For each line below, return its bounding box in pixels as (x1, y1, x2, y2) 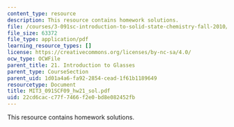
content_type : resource (7, 10, 77, 17)
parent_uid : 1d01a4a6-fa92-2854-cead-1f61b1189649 (7, 74, 157, 82)
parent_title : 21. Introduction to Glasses (7, 62, 136, 69)
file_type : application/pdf (7, 36, 89, 43)
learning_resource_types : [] (7, 42, 92, 49)
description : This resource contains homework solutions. (7, 17, 179, 24)
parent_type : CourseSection (7, 68, 89, 75)
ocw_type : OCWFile (7, 56, 61, 62)
